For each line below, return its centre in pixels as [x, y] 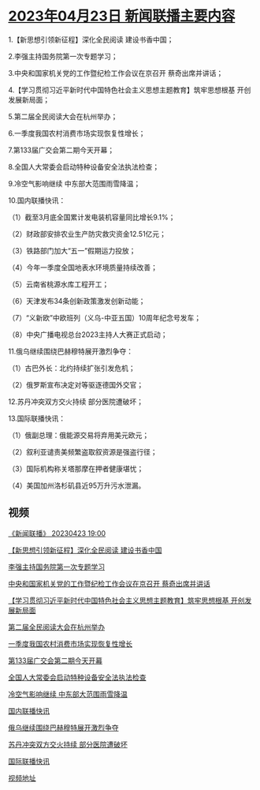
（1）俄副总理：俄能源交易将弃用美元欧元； [79, 435]
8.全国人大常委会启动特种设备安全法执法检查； [84, 167]
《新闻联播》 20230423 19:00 [57, 533]
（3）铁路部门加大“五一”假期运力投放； [72, 250]
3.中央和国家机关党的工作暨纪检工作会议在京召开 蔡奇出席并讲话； [116, 73]
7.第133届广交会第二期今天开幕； [61, 150]
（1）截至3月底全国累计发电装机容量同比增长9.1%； [92, 217]
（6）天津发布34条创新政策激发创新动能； [77, 301]
